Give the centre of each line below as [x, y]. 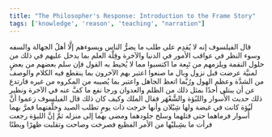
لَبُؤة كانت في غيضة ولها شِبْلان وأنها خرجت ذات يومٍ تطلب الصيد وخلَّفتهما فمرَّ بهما [131, 107]
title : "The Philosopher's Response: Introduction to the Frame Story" [132, 16]
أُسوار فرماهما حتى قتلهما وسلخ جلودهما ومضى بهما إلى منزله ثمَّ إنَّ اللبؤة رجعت [130, 115]
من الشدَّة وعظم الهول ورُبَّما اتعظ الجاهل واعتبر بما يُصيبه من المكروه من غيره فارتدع [137, 81]
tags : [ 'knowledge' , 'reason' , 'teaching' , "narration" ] [107, 24]
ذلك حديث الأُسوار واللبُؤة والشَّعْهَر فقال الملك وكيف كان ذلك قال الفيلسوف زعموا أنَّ [136, 98]
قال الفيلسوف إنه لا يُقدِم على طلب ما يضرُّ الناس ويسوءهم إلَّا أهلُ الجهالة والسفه [130, 46]
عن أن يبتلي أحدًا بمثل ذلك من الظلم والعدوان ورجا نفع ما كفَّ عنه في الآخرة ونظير [132, 89]
